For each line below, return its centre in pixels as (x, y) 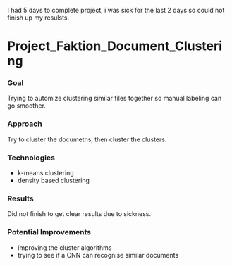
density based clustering (54, 180)
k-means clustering (45, 173)
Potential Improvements (49, 232)
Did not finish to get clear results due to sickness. (79, 214)
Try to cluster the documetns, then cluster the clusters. (87, 139)
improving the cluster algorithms (65, 247)
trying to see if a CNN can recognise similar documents (98, 255)
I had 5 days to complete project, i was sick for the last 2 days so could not (116, 10)
